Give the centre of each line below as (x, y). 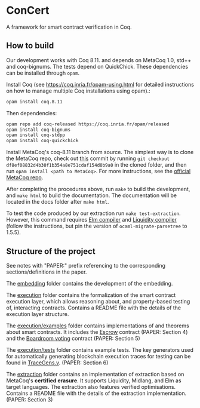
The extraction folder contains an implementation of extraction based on (95, 374)
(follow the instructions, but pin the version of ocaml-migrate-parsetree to (97, 226)
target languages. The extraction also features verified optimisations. (91, 386)
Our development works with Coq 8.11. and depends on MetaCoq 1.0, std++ (99, 60)
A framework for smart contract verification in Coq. (69, 27)
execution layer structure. (38, 314)
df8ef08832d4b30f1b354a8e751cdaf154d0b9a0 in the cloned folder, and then (96, 165)
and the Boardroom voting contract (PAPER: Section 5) (73, 338)
